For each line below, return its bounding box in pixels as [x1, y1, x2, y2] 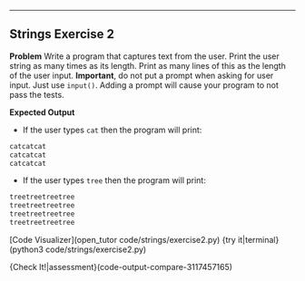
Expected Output [9, 106, 75, 118]
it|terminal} [237, 234, 280, 245]
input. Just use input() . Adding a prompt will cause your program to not [9, 79, 280, 91]
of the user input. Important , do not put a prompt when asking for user [9, 70, 274, 81]
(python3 [9, 244, 44, 255]
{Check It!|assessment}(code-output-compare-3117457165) [9, 261, 233, 272]
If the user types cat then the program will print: [22, 124, 202, 135]
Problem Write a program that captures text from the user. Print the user [9, 51, 280, 62]
